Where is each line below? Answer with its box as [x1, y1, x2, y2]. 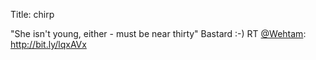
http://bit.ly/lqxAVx [10, 39, 87, 50]
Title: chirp [10, 9, 55, 20]
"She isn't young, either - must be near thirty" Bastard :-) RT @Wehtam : [10, 28, 307, 39]
